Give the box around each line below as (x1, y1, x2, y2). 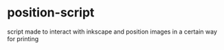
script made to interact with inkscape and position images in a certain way (7, 27, 218, 36)
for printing (7, 34, 39, 42)
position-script (7, 5, 95, 21)
